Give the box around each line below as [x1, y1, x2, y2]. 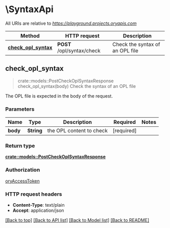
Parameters [5, 105, 34, 112]
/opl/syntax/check [57, 47, 101, 54]
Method [20, 32, 40, 39]
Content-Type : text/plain [12, 202, 65, 208]
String [27, 127, 42, 134]
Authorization [5, 166, 40, 173]
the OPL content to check [47, 127, 108, 134]
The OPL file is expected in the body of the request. [5, 93, 113, 99]
